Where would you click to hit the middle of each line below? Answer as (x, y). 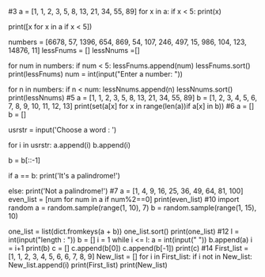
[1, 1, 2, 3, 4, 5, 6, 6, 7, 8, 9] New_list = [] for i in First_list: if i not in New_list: (131, 256)
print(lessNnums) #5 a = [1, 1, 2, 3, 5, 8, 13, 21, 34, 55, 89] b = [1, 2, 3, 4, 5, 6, (132, 97)
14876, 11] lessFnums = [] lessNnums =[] (74, 50)
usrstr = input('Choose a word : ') (62, 130)
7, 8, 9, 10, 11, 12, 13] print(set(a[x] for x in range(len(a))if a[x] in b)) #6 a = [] (131, 106)
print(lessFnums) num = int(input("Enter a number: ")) (96, 74)
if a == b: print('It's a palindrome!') (64, 176)
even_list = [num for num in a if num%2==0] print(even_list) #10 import (124, 199)
